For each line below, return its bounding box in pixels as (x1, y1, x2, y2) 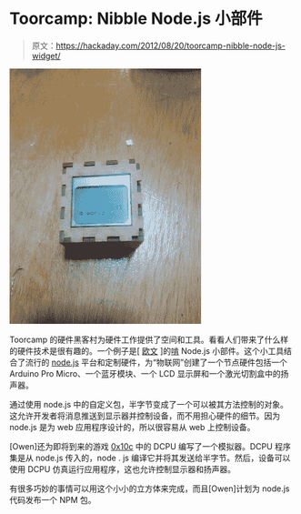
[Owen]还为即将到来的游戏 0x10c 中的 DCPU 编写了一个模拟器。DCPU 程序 (9, 440, 291, 451)
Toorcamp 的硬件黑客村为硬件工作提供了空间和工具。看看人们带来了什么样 (9, 334, 289, 345)
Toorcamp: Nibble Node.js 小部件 (9, 8, 263, 29)
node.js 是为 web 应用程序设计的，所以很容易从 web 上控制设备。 (9, 421, 256, 432)
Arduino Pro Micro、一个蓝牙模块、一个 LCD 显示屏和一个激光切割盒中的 (9, 368, 282, 378)
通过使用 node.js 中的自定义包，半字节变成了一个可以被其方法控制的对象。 (9, 398, 289, 409)
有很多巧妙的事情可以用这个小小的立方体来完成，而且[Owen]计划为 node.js (9, 483, 290, 494)
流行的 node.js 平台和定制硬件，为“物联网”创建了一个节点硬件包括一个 (25, 357, 288, 368)
